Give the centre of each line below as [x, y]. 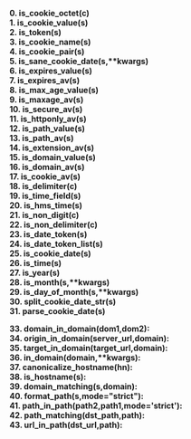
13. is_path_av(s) [42, 138]
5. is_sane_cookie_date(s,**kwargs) [79, 61]
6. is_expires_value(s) [51, 71]
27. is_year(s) [35, 272]
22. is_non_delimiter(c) [53, 224]
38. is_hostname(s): [48, 377]
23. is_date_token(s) [48, 234]
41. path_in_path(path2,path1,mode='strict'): [96, 406]
